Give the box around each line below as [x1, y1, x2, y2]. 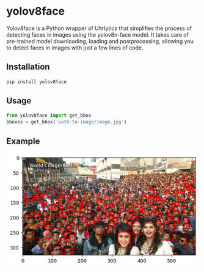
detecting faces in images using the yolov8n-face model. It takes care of [6, 31, 189, 38]
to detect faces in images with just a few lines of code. [6, 44, 144, 51]
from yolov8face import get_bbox [6, 112, 92, 119]
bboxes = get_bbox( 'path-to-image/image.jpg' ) [6, 119, 127, 125]
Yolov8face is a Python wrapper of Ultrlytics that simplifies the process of [6, 24, 192, 32]
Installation [6, 62, 50, 72]
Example [6, 136, 40, 146]
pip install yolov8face [6, 78, 67, 85]
